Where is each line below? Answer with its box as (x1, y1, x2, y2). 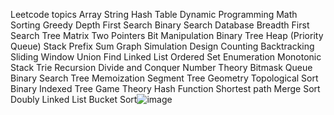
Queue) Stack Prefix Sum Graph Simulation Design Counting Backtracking (10, 40, 315, 52)
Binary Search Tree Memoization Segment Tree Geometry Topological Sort (10, 72, 319, 84)
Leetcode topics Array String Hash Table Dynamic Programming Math (10, 9, 298, 20)
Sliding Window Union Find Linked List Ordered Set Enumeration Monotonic (10, 51, 322, 63)
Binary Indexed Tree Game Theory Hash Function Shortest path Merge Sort (10, 83, 321, 94)
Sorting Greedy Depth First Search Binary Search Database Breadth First (10, 19, 310, 31)
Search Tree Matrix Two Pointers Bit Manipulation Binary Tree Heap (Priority (10, 30, 324, 41)
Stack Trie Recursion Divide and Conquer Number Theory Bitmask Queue (10, 62, 313, 73)
